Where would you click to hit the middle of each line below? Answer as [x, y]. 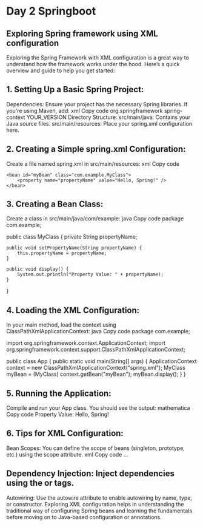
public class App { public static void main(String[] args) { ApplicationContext [101, 361]
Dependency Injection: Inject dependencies [90, 474]
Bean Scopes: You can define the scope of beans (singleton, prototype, [95, 448]
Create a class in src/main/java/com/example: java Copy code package [95, 219]
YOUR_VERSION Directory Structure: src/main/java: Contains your [108, 117]
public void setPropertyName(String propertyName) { [74, 248]
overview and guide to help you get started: [61, 70]
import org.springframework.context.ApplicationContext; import [86, 343]
